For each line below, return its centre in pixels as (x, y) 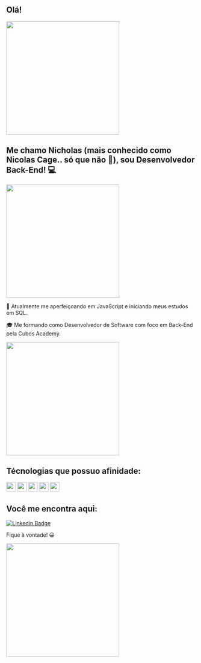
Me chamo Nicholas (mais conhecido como (89, 150)
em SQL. (17, 312)
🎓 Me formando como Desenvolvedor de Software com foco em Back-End (100, 325)
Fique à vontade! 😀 (31, 535)
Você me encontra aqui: (52, 509)
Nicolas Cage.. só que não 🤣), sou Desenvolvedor (100, 160)
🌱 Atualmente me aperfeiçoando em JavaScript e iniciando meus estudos (97, 306)
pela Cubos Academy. (34, 333)
